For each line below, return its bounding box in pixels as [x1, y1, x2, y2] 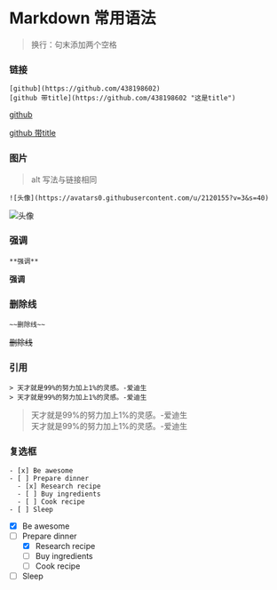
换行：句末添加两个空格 [30, 39, 117, 50]
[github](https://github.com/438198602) [9, 84, 162, 93]
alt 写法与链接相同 [30, 174, 98, 185]
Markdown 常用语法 [9, 8, 157, 28]
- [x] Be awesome [9, 466, 74, 475]
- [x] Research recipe [17, 482, 101, 490]
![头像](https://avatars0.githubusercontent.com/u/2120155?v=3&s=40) [9, 193, 269, 203]
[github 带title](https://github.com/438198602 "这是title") [9, 94, 236, 103]
